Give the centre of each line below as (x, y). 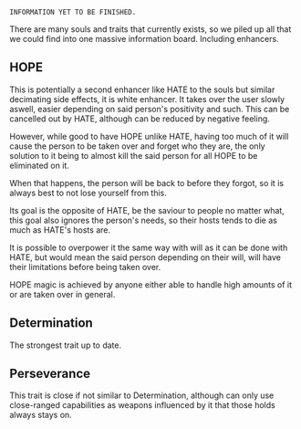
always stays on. (41, 415)
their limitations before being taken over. (85, 267)
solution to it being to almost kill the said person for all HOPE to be (134, 155)
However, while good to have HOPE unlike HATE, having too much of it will (149, 136)
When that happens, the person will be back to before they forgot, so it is (147, 183)
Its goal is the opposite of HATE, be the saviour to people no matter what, (147, 210)
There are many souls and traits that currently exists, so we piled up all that (150, 29)
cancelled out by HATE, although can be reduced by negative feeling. (140, 119)
